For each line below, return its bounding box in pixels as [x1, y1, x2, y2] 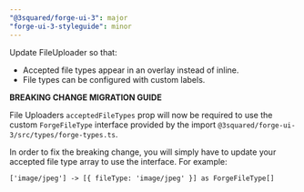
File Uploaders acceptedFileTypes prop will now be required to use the [9, 109, 273, 120]
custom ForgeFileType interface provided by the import [9, 119, 217, 130]
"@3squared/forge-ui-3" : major [9, 13, 128, 23]
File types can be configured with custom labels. [22, 74, 206, 85]
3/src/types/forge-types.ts [9, 130, 117, 139]
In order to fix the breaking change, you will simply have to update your [9, 147, 277, 157]
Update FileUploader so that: [9, 46, 117, 57]
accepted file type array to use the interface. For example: [9, 156, 228, 167]
